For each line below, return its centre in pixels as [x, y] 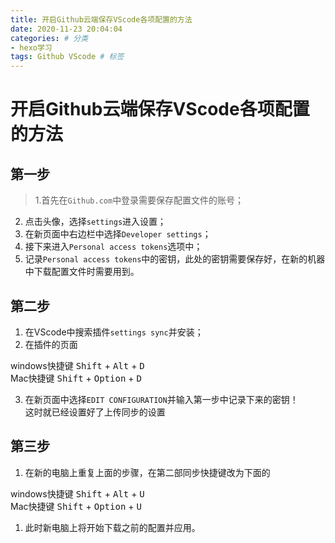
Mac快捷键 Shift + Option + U [76, 506]
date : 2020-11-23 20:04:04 [66, 29]
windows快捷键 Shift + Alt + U [77, 493]
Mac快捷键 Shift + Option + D [76, 378]
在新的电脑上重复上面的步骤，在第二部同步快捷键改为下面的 [147, 472]
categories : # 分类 [49, 38]
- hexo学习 [31, 47]
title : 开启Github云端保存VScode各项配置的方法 [101, 19]
